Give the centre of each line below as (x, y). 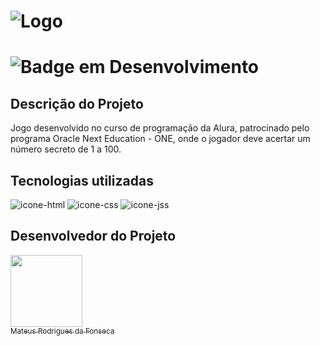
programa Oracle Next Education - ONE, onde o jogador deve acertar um (160, 139)
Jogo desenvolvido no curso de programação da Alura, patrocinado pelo (160, 128)
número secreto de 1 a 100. (66, 149)
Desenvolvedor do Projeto (93, 236)
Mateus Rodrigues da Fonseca (62, 331)
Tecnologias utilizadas (82, 180)
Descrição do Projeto (77, 103)
